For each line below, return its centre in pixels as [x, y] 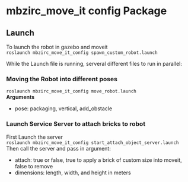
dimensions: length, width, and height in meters [73, 173]
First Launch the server [35, 137]
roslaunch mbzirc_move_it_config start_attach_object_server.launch [93, 143]
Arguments [20, 97]
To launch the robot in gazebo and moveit [57, 47]
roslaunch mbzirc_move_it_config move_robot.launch [71, 91]
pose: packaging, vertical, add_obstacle [63, 108]
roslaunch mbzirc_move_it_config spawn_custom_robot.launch [82, 53]
